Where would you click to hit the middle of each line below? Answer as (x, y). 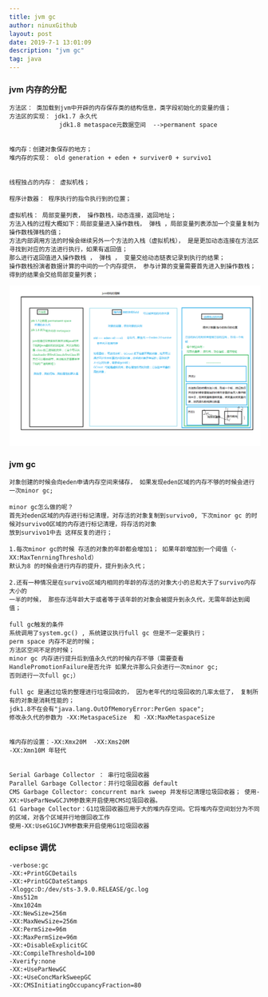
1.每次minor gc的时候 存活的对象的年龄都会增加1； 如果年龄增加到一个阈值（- (123, 549)
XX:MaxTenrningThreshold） (53, 557)
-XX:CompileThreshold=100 (52, 954)
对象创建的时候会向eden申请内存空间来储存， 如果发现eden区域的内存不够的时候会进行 (132, 482)
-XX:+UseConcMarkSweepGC (50, 978)
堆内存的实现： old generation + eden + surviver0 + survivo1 (110, 158)
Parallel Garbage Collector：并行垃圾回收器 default (94, 784)
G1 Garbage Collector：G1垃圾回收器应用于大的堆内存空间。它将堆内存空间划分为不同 (134, 809)
